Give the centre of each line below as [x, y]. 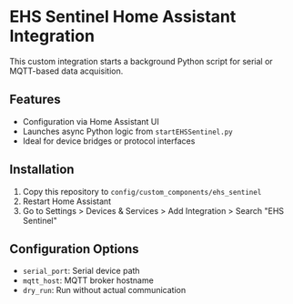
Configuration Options [74, 249]
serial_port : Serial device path [81, 271]
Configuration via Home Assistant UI [91, 121]
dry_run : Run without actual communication [104, 290]
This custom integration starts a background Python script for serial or [141, 61]
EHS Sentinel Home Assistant [123, 17]
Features [35, 100]
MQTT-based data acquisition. [66, 71]
